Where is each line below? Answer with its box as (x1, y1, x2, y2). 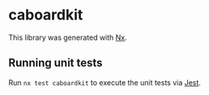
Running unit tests (8, 56, 103, 70)
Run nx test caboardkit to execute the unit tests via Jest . (8, 77, 201, 87)
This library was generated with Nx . (8, 32, 127, 42)
